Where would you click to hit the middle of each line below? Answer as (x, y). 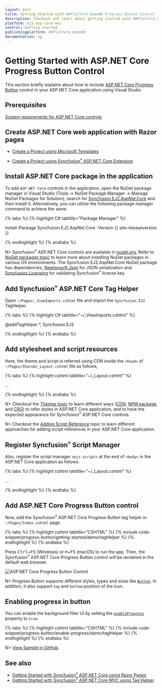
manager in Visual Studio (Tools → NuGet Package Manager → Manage (76, 193)
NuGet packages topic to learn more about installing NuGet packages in (77, 257)
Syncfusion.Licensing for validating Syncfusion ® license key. (65, 273)
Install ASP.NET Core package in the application (79, 177)
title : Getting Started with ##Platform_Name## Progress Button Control (80, 14)
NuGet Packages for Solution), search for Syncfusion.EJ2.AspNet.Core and (80, 198)
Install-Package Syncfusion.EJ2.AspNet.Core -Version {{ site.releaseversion (81, 227)
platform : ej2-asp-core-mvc (33, 23)
